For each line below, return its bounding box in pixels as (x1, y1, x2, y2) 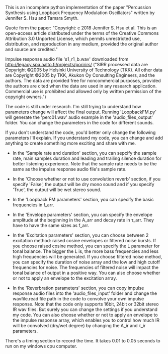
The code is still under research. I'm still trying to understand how (5, 104, 142, 109)
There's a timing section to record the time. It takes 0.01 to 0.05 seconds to (5, 338, 161, 343)
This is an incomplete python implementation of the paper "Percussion (5, 5, 151, 10)
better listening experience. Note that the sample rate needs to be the (12, 161, 157, 166)
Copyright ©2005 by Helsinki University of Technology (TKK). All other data (5, 67, 162, 73)
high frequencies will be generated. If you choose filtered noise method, (12, 254, 162, 259)
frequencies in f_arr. (12, 202, 54, 208)
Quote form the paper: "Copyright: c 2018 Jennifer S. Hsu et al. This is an (5, 25, 157, 31)
